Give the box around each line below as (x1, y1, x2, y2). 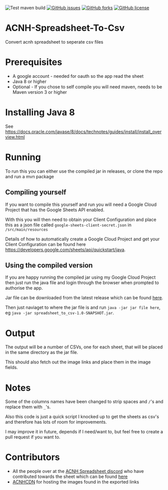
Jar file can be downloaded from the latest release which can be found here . (5, 295, 163, 301)
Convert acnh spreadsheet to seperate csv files (5, 39, 104, 45)
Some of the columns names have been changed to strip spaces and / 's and (5, 399, 163, 405)
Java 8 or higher (12, 78, 47, 84)
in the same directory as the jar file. (5, 349, 79, 355)
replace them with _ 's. (5, 404, 51, 410)
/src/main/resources (5, 227, 49, 232)
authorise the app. (5, 285, 43, 291)
